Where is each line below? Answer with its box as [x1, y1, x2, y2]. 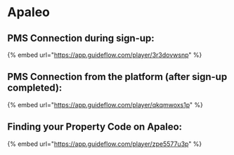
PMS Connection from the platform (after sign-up [7, 71, 228, 83]
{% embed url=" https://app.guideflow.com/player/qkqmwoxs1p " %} [7, 100, 204, 109]
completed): [7, 82, 63, 94]
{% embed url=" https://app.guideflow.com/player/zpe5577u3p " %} [7, 140, 202, 148]
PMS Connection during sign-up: [7, 32, 155, 44]
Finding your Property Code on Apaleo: [7, 121, 183, 133]
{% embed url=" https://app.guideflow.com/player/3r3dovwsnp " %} [7, 50, 202, 59]
